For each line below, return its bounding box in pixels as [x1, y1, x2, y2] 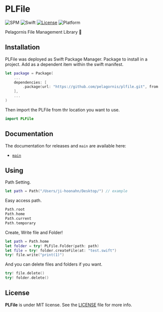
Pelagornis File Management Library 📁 [5, 29, 82, 35]
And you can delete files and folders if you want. [5, 261, 102, 267]
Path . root [5, 207, 25, 212]
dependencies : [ [14, 80, 47, 85]
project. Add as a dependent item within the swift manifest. [5, 61, 123, 67]
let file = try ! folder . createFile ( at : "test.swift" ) [5, 248, 117, 253]
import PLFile [5, 116, 34, 121]
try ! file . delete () [5, 271, 45, 276]
